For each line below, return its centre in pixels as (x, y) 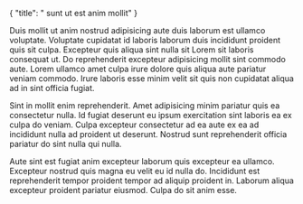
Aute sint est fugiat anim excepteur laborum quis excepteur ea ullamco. (142, 161)
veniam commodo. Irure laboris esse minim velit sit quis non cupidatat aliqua (151, 79)
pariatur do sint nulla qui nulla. (66, 144)
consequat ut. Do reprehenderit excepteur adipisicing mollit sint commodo (148, 59)
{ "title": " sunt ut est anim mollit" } (74, 13)
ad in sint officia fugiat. (52, 88)
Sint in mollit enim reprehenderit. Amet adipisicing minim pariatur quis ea (145, 106)
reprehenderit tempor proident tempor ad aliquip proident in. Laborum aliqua (151, 181)
